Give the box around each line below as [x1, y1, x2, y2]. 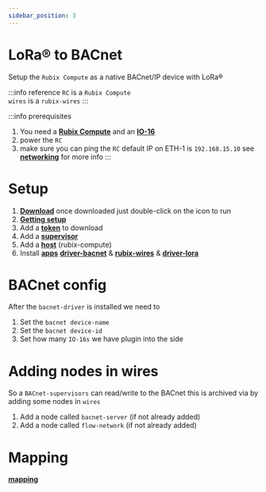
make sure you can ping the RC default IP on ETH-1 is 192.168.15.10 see [19, 144, 255, 153]
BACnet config [8, 275, 107, 294]
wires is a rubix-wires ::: [8, 96, 89, 106]
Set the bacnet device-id [19, 326, 102, 336]
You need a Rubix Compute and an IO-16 [19, 126, 156, 136]
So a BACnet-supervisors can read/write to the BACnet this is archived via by [8, 388, 259, 398]
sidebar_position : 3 [8, 11, 77, 20]
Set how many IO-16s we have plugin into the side [19, 334, 184, 344]
